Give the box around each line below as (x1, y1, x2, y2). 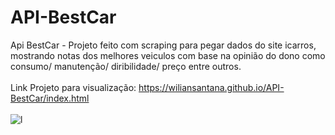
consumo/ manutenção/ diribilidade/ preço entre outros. (10, 60, 242, 72)
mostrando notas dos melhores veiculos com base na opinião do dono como (10, 49, 326, 61)
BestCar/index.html (10, 92, 90, 104)
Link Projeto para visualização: (10, 81, 137, 93)
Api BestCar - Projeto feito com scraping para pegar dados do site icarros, (10, 39, 317, 51)
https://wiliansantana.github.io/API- (138, 81, 285, 93)
